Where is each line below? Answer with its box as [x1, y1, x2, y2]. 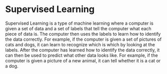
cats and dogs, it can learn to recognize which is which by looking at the [5, 41, 155, 47]
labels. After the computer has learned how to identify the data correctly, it [5, 47, 160, 53]
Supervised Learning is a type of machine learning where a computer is [5, 20, 153, 26]
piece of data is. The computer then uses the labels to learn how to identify [5, 31, 161, 37]
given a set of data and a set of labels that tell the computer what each [5, 25, 152, 31]
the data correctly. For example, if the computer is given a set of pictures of [5, 36, 162, 42]
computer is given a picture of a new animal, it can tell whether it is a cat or [5, 57, 161, 63]
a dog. [5, 63, 19, 69]
